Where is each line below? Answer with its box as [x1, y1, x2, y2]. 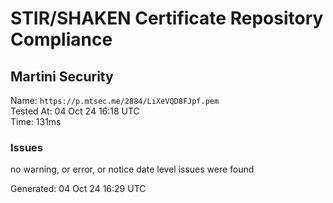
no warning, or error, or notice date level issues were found [10, 163, 255, 176]
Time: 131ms [10, 116, 62, 127]
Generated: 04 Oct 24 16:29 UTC [10, 183, 147, 195]
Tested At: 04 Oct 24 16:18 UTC [10, 105, 140, 117]
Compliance [10, 28, 113, 51]
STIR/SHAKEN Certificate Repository [10, 7, 324, 30]
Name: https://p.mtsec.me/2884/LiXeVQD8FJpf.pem [10, 95, 220, 106]
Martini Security [10, 68, 114, 85]
